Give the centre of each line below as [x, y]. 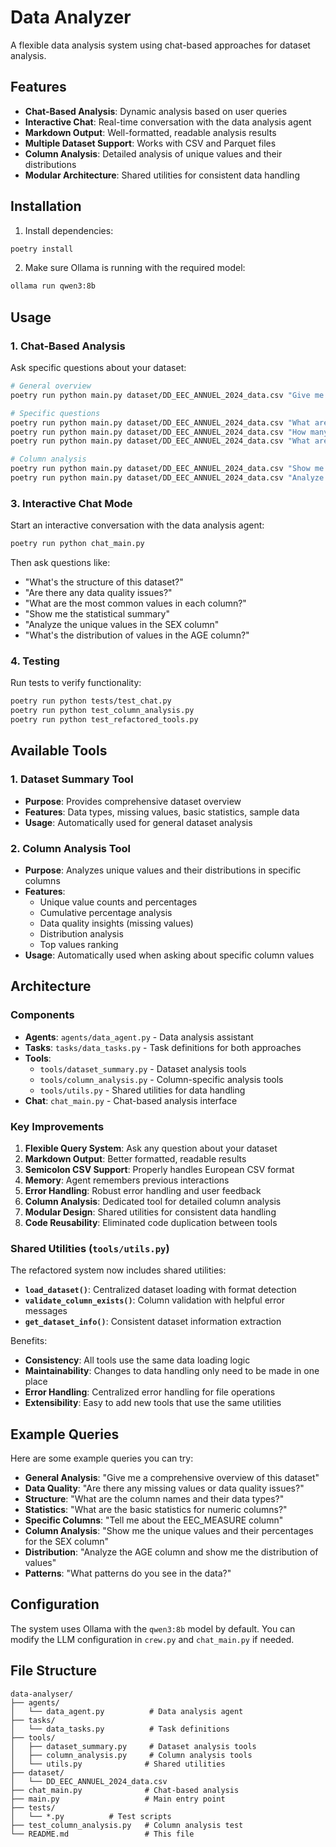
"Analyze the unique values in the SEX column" [122, 625]
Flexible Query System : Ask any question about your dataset [151, 1148]
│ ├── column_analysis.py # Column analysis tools [131, 1755]
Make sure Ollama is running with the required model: [135, 268]
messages [46, 1311]
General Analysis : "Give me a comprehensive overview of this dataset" [172, 1478]
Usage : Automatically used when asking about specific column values [169, 955]
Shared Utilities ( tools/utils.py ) [90, 1248]
